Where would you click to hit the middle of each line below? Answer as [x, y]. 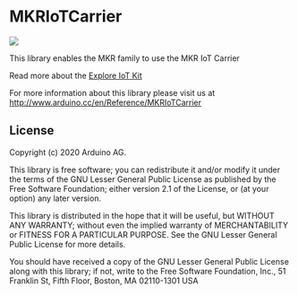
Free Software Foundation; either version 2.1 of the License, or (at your [139, 188]
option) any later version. [55, 198]
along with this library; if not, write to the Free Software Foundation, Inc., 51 [148, 271]
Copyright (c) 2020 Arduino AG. [68, 152]
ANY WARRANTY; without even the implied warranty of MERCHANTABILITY [149, 225]
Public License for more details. [68, 244]
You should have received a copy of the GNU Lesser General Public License [149, 261]
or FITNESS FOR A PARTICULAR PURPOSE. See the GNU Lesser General [143, 234]
